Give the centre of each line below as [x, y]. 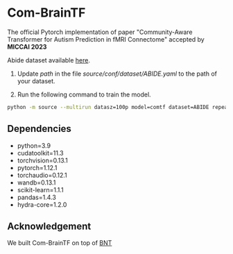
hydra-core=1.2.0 [42, 204]
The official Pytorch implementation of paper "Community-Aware [100, 32]
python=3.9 [34, 145]
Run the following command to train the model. [84, 94]
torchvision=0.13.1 [42, 160]
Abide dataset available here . [49, 60]
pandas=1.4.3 [37, 197]
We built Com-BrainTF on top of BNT [60, 243]
